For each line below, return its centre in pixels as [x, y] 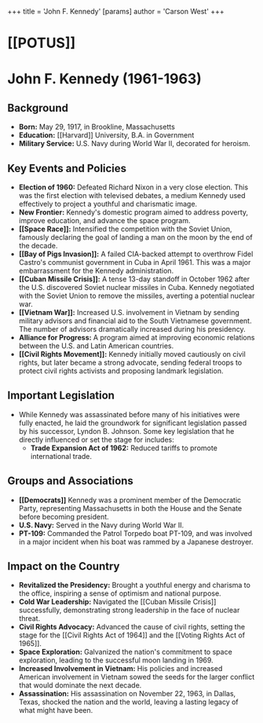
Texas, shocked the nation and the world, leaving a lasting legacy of [128, 702]
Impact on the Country [64, 566]
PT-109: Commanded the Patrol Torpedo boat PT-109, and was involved [135, 533]
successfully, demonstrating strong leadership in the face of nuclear [129, 610]
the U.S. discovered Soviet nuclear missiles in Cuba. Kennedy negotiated [136, 287]
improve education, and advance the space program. [104, 220]
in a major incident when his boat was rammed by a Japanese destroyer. [136, 541]
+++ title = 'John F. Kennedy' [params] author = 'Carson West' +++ [116, 11]
